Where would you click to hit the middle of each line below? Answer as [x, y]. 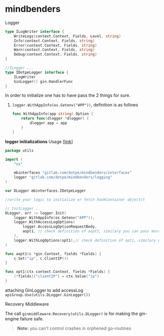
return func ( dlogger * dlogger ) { [55, 119]
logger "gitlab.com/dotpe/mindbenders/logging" [63, 178]
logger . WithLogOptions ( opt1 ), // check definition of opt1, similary [85, 240]
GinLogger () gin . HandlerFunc [43, 81]
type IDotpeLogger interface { [37, 72]
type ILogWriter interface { [35, 31]
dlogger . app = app [49, 123]
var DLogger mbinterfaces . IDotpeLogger [46, 191]
